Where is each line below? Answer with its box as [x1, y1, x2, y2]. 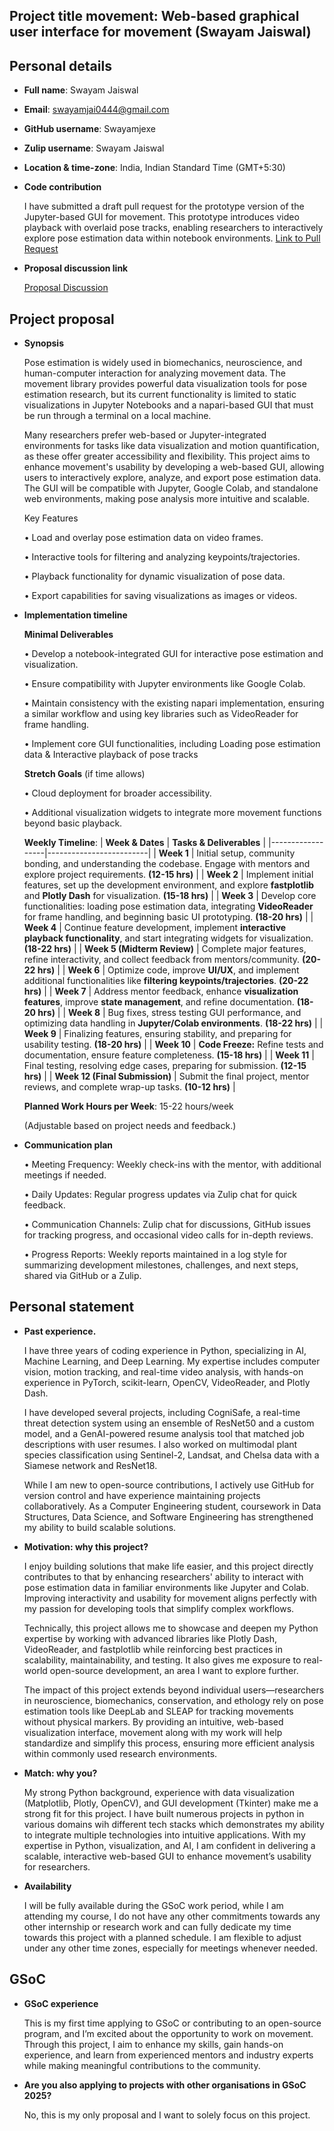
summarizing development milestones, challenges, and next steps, [23, 1259, 299, 1271]
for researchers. [23, 1860, 91, 1873]
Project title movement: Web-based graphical [9, 8, 300, 25]
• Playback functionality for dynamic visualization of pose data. [23, 570, 286, 583]
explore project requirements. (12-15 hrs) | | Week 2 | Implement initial [23, 869, 314, 881]
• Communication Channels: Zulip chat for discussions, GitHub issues [23, 1219, 311, 1231]
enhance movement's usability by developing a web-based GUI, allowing [23, 461, 325, 473]
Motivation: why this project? [23, 1540, 149, 1553]
